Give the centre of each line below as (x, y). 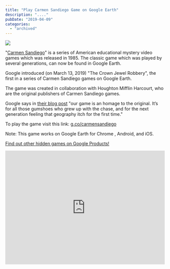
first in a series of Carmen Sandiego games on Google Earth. (69, 78)
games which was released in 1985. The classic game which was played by (84, 58)
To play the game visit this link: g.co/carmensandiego (61, 124)
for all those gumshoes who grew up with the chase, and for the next (77, 109)
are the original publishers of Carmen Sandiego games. (63, 94)
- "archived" (24, 29)
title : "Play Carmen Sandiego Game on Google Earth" (62, 10)
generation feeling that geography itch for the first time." (64, 114)
